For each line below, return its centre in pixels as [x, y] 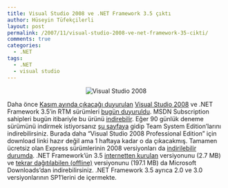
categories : [24, 45]
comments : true [29, 39]
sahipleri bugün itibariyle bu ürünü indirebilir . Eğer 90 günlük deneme [105, 118]
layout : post [26, 26]
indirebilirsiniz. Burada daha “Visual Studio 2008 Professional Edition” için [112, 133]
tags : [15, 59]
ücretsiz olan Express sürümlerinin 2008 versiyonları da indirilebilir [102, 148]
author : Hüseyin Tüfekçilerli [51, 20]
